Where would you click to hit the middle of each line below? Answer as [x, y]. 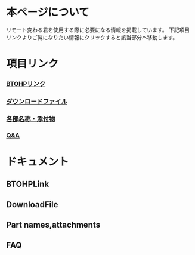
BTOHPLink [28, 184]
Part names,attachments [53, 225]
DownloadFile [32, 205]
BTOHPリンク [26, 84]
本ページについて [48, 12]
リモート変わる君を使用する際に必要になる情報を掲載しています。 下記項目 [98, 30]
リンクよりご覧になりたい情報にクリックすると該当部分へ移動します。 [92, 37]
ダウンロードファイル [37, 101]
